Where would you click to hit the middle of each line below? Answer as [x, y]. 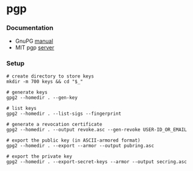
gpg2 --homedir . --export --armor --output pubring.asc [80, 145]
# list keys [21, 108]
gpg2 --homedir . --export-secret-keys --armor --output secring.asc [97, 162]
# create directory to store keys [50, 76]
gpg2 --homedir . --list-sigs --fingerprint [64, 114]
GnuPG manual [34, 41]
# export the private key [39, 156]
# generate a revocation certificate [54, 124]
